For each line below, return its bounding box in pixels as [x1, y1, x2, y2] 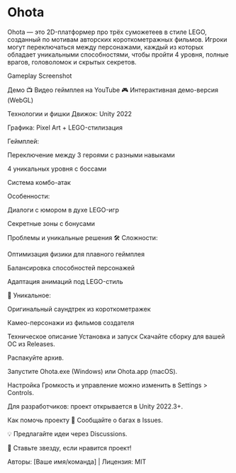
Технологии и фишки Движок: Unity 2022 [7, 109, 133, 118]
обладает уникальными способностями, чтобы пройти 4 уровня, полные [7, 50, 229, 59]
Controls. [7, 388, 34, 397]
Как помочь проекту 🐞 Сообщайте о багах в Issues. [7, 416, 163, 424]
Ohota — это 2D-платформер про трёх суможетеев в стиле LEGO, [7, 28, 207, 36]
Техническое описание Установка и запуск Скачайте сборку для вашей [7, 332, 225, 341]
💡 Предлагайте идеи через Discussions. [7, 429, 128, 438]
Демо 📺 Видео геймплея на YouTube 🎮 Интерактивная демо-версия [7, 86, 218, 94]
